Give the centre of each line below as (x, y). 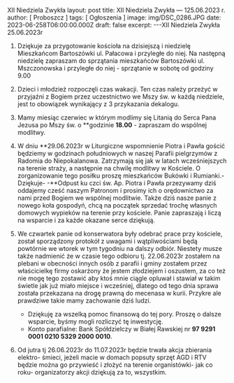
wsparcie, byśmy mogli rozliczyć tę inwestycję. (95, 321)
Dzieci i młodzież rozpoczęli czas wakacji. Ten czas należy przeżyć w (117, 89)
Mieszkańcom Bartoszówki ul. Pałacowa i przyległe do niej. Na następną (121, 53)
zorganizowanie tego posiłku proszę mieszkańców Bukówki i (104, 175)
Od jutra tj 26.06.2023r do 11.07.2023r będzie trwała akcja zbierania (115, 350)
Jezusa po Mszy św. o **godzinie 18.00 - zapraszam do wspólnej (112, 125)
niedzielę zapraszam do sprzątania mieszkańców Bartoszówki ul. (111, 61)
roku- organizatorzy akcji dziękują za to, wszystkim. (92, 372)
